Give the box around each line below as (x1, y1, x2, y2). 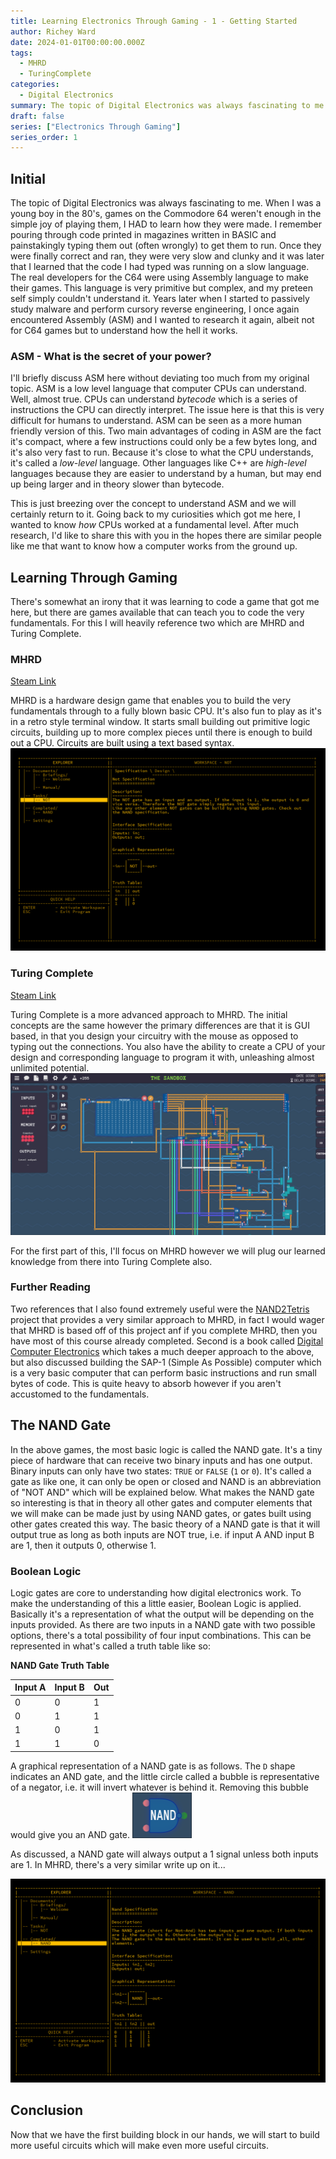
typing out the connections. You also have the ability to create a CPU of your (10, 1040, 326, 1052)
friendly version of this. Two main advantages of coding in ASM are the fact (10, 425, 322, 437)
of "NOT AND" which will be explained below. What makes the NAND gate (10, 1486, 315, 1498)
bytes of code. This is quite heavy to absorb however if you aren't (10, 1377, 282, 1389)
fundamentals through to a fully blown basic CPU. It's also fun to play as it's (10, 705, 322, 717)
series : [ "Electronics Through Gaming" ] (10, 121, 182, 132)
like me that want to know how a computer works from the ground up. (10, 540, 298, 552)
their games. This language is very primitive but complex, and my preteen (10, 282, 314, 294)
